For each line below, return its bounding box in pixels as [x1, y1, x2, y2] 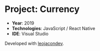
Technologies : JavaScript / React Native [11, 25, 96, 31]
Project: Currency [4, 3, 80, 15]
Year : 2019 [11, 20, 34, 26]
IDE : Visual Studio [11, 30, 49, 36]
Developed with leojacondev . [4, 40, 64, 46]
